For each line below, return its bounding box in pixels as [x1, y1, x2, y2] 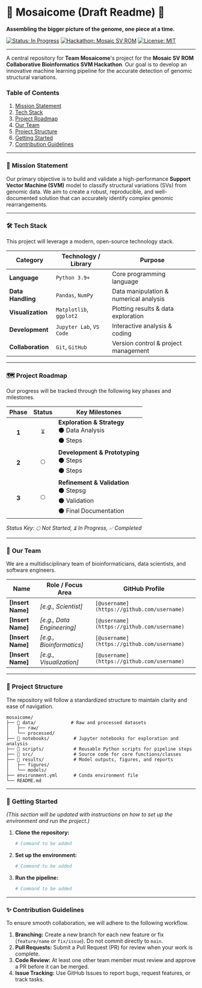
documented [6, 194, 38, 201]
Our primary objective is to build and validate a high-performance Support [6, 175, 191, 183]
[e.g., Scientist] [40, 602, 83, 611]
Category [16, 255, 44, 264]
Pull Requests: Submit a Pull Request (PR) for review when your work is [14, 943, 193, 951]
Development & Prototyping [58, 448, 139, 457]
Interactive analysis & [112, 322, 173, 330]
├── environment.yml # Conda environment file [6, 772, 138, 778]
